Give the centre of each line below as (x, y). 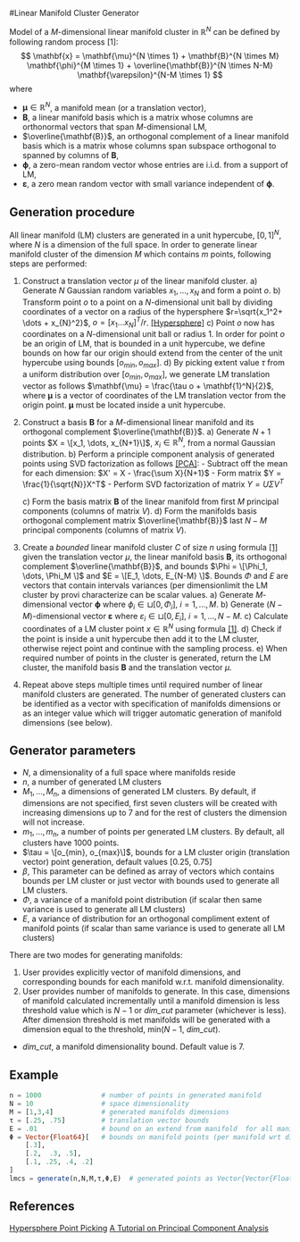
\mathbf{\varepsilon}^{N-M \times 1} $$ (150, 74)
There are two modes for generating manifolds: (96, 955)
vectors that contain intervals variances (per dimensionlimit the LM (145, 585)
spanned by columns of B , (70, 155)
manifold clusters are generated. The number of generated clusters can (154, 694)
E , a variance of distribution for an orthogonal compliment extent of (146, 919)
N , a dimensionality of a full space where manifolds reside (129, 772)
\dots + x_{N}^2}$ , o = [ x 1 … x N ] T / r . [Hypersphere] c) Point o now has (148, 323)
